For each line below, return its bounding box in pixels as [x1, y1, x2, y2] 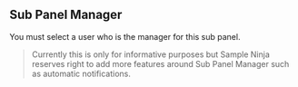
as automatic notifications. [31, 68, 132, 79]
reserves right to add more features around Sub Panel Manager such [31, 58, 290, 69]
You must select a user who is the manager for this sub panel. [9, 31, 241, 42]
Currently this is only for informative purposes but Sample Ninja [31, 49, 270, 60]
